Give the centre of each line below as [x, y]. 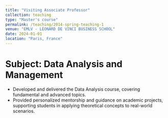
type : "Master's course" [32, 19]
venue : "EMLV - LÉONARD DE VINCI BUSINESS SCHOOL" [60, 29]
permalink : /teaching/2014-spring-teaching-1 [54, 24]
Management [34, 75]
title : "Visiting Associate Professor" [48, 10]
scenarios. [24, 111]
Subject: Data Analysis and [64, 64]
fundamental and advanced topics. [49, 94]
